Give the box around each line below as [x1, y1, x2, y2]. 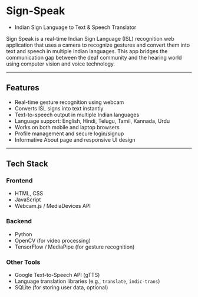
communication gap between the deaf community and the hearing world [6, 54, 182, 61]
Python [14, 230, 32, 237]
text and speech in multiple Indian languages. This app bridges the [6, 47, 168, 54]
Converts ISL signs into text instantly [14, 105, 104, 112]
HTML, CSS [14, 190, 43, 197]
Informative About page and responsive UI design [14, 136, 136, 143]
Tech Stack [6, 159, 48, 169]
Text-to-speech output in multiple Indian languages [14, 111, 140, 118]
